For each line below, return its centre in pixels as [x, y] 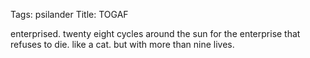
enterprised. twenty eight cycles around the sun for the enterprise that [155, 33]
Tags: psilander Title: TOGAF [69, 14]
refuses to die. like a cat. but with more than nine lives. [122, 44]
